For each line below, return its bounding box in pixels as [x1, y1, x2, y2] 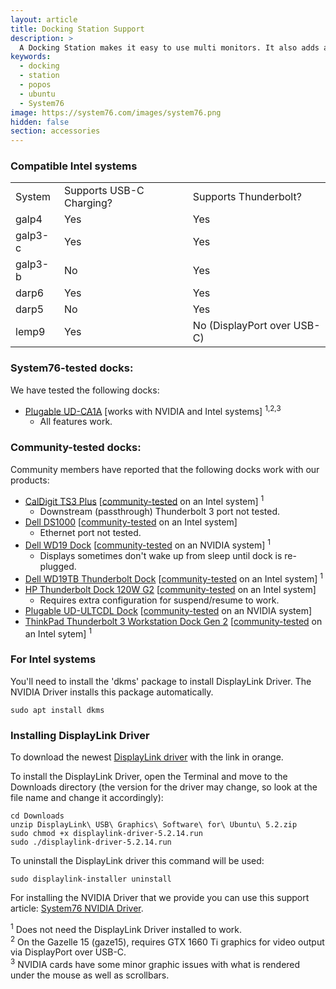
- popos [19, 80, 52, 90]
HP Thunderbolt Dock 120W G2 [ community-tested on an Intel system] [24, 583, 317, 595]
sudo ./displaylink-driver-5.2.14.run [10, 837, 172, 847]
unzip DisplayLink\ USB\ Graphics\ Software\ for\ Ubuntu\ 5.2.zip [10, 819, 298, 830]
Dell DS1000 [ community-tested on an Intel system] [24, 516, 238, 528]
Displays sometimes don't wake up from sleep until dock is [39, 549, 283, 561]
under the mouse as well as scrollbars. [10, 969, 170, 981]
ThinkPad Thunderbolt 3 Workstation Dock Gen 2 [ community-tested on [24, 615, 323, 627]
